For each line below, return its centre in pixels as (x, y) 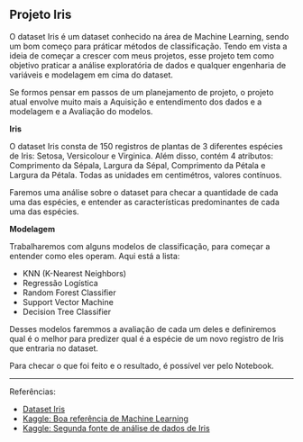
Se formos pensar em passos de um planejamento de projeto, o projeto (142, 92)
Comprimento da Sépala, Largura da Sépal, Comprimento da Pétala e (138, 165)
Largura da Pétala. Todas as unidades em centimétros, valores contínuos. (146, 175)
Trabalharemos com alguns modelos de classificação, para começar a (140, 246)
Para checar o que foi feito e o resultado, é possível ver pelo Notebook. (142, 365)
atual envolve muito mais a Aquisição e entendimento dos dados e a (136, 102)
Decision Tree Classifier (67, 311)
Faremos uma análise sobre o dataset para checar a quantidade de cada (144, 192)
